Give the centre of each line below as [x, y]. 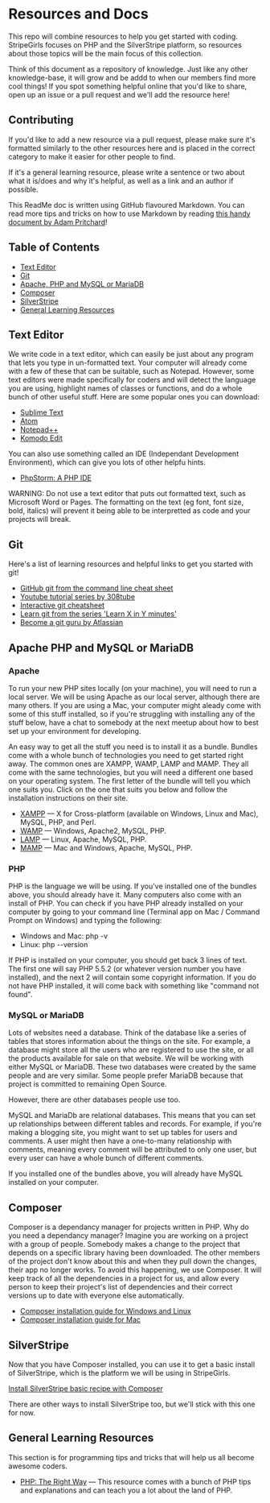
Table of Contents [54, 248]
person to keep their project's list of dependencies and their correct [121, 1287]
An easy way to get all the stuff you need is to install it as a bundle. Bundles [133, 747]
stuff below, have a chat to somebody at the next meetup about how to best [133, 723]
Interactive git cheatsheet [62, 606]
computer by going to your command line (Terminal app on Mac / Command [134, 912]
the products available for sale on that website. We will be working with [126, 1058]
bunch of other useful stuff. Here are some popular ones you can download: [134, 397]
